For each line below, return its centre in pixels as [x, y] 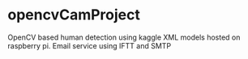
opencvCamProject [74, 15]
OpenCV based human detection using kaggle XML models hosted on [124, 37]
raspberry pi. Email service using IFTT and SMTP [90, 45]
